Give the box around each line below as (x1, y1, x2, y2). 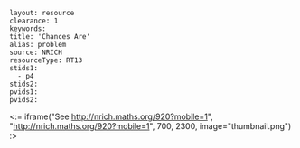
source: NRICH (9, 48, 63, 57)
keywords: (9, 24, 47, 33)
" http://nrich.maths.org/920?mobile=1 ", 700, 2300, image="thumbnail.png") (9, 121, 292, 131)
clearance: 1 (9, 16, 59, 25)
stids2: (9, 79, 39, 88)
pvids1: (9, 88, 39, 97)
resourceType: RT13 (9, 56, 83, 65)
